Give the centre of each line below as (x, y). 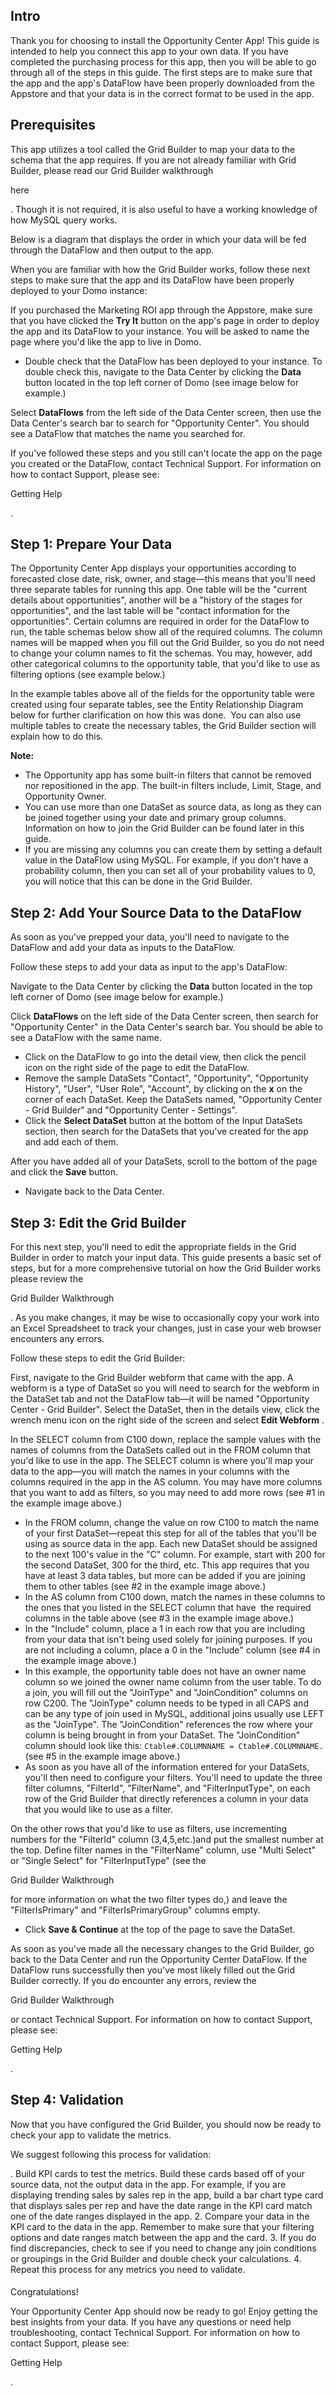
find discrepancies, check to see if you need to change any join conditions (163, 2248)
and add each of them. (71, 1142)
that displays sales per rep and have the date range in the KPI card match (161, 2205)
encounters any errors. (57, 1339)
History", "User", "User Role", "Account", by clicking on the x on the (163, 1089)
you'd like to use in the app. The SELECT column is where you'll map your (162, 1461)
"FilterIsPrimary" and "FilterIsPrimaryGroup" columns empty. (135, 1910)
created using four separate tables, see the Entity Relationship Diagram (157, 705)
